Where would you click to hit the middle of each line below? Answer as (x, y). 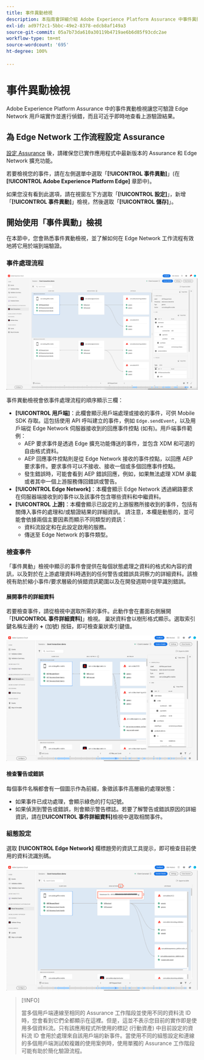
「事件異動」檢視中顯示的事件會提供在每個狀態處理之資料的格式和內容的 (97, 566)
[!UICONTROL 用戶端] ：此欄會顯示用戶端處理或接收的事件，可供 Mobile (105, 413)
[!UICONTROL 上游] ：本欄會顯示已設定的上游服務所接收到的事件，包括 (104, 504)
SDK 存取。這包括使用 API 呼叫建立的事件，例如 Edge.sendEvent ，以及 (103, 420)
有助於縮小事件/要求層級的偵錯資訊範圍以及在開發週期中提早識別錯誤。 (100, 581)
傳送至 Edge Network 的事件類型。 (67, 535)
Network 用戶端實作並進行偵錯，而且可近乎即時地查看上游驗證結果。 (92, 116)
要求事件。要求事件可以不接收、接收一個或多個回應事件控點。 (101, 466)
